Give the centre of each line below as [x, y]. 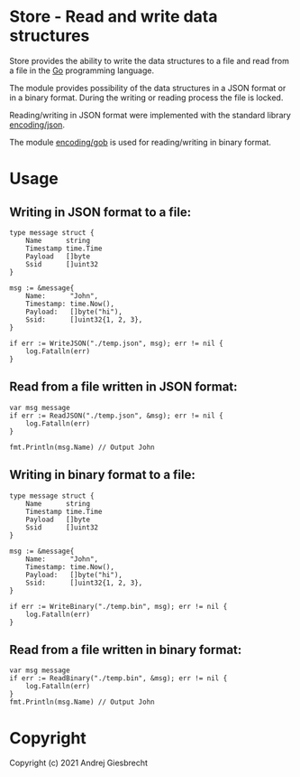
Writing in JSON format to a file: [100, 212]
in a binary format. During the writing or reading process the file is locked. [146, 98]
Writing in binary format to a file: [102, 475]
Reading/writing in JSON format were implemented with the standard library [150, 115]
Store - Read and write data [114, 17]
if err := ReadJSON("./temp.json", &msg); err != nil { [116, 416]
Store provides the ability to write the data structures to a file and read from [150, 61]
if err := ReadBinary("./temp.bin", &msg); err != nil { [118, 679]
